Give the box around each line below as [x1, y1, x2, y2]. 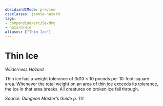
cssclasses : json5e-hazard [5, 12, 60, 16]
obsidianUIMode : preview [5, 7, 56, 12]
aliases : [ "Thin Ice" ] [5, 30, 51, 34]
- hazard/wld [5, 25, 32, 30]
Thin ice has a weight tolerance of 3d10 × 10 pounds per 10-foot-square [5, 76, 150, 81]
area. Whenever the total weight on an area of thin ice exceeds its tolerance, [5, 81, 159, 87]
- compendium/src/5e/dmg [5, 20, 56, 26]
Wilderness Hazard [5, 66, 44, 72]
